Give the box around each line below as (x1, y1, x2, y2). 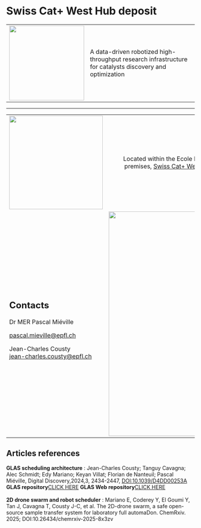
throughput (90, 55, 121, 63)
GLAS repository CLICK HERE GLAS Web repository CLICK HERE (6, 483, 166, 490)
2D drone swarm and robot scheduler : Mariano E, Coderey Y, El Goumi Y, (6, 496, 190, 503)
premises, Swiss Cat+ (124, 162, 185, 170)
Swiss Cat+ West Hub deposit (6, 4, 157, 18)
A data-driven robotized (90, 47, 159, 56)
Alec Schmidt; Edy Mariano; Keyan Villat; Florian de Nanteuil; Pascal (6, 471, 174, 478)
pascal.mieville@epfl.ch (9, 331, 76, 339)
